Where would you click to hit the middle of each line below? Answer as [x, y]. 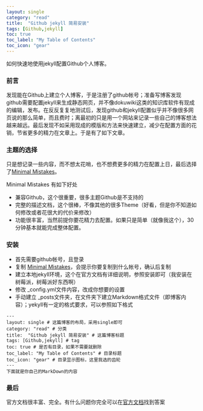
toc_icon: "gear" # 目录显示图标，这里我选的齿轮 [63, 360]
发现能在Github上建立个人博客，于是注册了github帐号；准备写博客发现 [94, 95]
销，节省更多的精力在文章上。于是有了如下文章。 [67, 133]
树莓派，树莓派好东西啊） [47, 282]
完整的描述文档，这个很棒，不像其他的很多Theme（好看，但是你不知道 [103, 205]
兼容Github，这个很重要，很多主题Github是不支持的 [79, 198]
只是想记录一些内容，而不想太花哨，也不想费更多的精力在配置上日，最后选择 [101, 164]
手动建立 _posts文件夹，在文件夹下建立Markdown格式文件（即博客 [98, 297]
